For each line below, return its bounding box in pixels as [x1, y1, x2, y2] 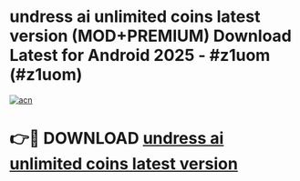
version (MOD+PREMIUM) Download [9, 25, 292, 46]
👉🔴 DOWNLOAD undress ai [9, 128, 224, 149]
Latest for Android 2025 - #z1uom [9, 45, 271, 65]
